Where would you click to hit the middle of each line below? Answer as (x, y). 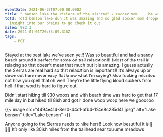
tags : (10, 37)
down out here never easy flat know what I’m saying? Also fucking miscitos (80, 75)
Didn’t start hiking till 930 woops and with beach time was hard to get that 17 (81, 95)
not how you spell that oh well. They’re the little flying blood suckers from (78, 80)
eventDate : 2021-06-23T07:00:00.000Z (43, 9)
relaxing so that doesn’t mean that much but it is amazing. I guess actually (79, 65)
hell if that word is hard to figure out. (41, 86)
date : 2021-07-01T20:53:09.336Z (38, 32)
